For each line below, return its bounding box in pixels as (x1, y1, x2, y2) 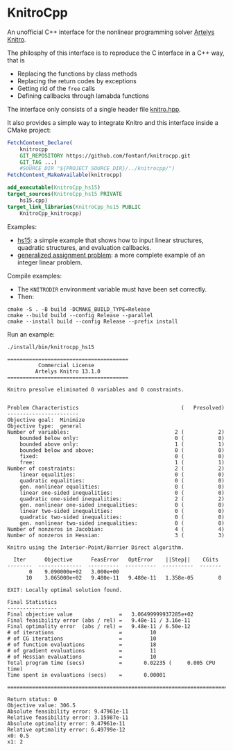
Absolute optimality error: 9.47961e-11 (7, 720, 126, 727)
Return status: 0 (7, 695, 58, 702)
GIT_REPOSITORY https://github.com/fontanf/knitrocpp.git (19, 152, 191, 159)
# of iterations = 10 (7, 629, 157, 636)
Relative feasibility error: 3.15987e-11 (7, 714, 129, 721)
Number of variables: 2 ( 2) (7, 428, 225, 435)
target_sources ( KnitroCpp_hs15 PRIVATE (7, 191, 123, 198)
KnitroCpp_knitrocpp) (19, 210, 82, 217)
